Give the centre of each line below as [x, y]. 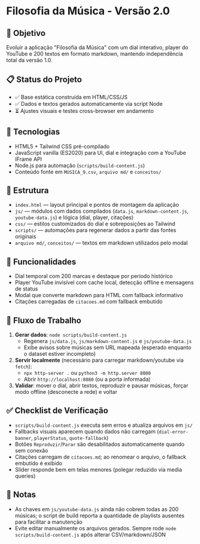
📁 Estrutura [27, 190]
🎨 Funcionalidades [41, 262]
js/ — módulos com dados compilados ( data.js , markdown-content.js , [102, 211]
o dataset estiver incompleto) [60, 354]
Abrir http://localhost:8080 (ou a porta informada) [87, 379]
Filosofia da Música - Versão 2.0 [88, 11]
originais [25, 237]
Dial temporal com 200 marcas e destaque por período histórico [94, 276]
